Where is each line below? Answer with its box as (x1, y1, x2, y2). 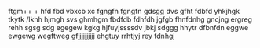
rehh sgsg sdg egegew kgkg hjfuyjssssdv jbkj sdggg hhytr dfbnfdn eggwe (8, 23, 249, 32)
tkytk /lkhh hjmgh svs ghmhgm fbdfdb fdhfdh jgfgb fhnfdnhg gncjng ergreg (8, 15, 253, 24)
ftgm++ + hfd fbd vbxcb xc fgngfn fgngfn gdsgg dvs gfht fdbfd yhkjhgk (8, 7, 240, 15)
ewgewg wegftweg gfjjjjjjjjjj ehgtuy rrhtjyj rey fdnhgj (8, 31, 175, 40)
